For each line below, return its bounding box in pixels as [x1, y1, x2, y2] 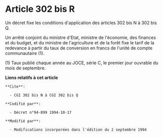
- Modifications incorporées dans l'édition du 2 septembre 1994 [9, 127, 147, 132]
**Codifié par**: [5, 101, 41, 106]
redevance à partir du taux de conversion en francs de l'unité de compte [5, 45, 153, 51]
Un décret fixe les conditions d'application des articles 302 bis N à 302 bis [5, 20, 157, 26]
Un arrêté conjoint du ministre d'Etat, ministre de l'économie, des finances [5, 34, 156, 40]
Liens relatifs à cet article [5, 74, 58, 80]
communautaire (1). [5, 50, 44, 56]
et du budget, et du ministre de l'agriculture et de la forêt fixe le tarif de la [5, 39, 155, 45]
